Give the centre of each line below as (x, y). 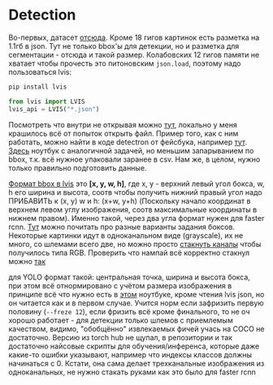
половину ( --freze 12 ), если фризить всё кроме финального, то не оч (129, 311)
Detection (42, 15)
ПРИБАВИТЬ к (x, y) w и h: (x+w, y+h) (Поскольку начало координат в (130, 201)
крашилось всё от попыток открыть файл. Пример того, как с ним (123, 133)
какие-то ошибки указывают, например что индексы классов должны (130, 354)
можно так (27, 261)
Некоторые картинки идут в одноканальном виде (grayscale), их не (126, 235)
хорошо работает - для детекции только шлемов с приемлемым (121, 320)
